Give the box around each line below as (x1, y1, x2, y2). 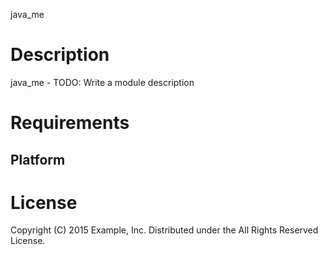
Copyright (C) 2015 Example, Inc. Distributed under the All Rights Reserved (10, 224, 319, 236)
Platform (10, 151, 66, 168)
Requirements (10, 112, 130, 134)
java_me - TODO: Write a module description (10, 76, 195, 88)
